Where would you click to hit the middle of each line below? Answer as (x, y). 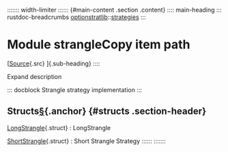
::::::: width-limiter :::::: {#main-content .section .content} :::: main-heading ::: (114, 10)
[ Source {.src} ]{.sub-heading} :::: (54, 63)
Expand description (34, 76)
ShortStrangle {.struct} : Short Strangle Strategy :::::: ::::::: (86, 141)
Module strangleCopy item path (99, 45)
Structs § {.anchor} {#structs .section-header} (107, 111)
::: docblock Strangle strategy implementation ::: (74, 90)
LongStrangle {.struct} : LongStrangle (59, 127)
